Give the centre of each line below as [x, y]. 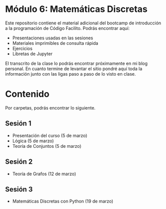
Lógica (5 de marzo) [33, 141]
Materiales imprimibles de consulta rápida [55, 43]
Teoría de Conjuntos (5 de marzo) [47, 146]
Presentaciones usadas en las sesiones [53, 38]
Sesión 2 [19, 162]
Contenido [27, 94]
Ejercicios [22, 48]
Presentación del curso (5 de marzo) [50, 135]
